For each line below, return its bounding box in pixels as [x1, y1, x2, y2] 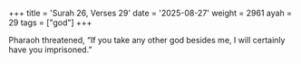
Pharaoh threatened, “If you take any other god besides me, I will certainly [8, 35, 286, 45]
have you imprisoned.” [8, 44, 92, 55]
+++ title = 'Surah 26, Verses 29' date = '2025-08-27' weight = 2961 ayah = [8, 8, 292, 18]
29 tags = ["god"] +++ [8, 17, 92, 28]
